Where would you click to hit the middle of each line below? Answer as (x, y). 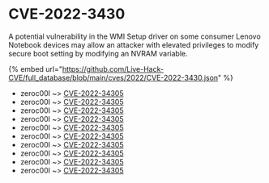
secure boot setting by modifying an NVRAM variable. (98, 53)
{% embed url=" (36, 69)
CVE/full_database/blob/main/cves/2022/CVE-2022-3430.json (113, 77)
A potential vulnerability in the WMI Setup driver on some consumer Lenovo (134, 36)
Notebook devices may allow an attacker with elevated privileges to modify (134, 44)
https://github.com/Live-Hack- (113, 69)
